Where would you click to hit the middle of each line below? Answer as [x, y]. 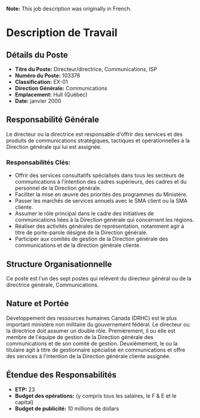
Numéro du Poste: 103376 [47, 75]
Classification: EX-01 [41, 82]
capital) [24, 402]
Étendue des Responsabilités [61, 375]
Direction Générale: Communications [61, 88]
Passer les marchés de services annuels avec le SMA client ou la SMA [101, 201]
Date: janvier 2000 [38, 101]
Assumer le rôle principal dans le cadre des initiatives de [84, 213]
